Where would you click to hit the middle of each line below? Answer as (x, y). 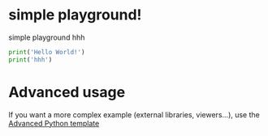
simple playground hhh (47, 37)
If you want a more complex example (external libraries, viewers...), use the (134, 114)
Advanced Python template (54, 123)
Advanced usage (67, 92)
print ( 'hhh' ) (30, 59)
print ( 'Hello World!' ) (47, 52)
